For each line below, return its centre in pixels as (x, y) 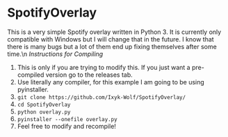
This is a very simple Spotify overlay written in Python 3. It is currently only (114, 32)
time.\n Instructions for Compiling (55, 54)
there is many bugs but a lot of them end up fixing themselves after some (112, 46)
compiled (31, 75)
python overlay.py (44, 112)
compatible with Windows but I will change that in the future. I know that (111, 39)
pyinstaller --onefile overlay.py (67, 119)
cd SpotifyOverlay (44, 104)
